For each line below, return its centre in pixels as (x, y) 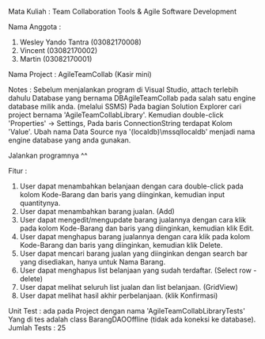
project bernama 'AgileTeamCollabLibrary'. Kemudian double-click (116, 115)
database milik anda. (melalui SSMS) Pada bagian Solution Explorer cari (125, 107)
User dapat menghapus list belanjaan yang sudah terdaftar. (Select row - (138, 270)
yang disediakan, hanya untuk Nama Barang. (93, 262)
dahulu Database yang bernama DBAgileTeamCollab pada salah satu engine (132, 98)
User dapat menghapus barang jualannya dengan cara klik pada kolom (135, 236)
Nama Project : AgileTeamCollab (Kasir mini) (80, 74)
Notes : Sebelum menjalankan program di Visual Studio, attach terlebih (123, 90)
